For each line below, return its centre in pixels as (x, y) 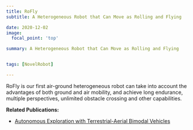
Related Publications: (33, 110)
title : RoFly (22, 11)
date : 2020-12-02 (27, 27)
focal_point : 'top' (35, 38)
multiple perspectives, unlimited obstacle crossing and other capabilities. (94, 98)
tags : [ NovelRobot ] (30, 65)
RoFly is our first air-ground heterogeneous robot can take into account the (96, 86)
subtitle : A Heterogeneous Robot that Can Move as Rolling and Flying (94, 17)
